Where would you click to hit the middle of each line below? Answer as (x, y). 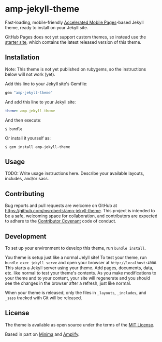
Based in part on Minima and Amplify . (42, 334)
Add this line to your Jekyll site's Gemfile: (46, 84)
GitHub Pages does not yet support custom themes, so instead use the (75, 37)
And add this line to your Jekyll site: (41, 102)
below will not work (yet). (30, 74)
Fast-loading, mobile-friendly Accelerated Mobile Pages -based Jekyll (74, 22)
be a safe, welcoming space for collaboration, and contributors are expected (81, 216)
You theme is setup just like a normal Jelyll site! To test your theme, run (76, 257)
